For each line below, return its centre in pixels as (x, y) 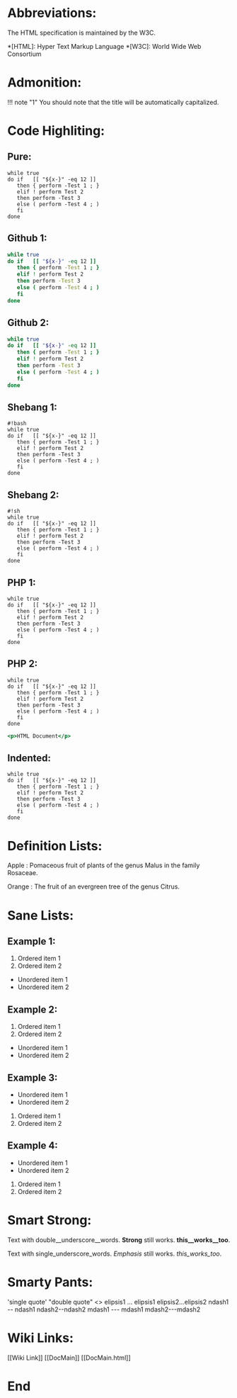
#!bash (17, 424)
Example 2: (33, 1009)
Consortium (24, 54)
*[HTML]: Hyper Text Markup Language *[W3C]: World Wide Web (104, 46)
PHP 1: (22, 582)
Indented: (29, 759)
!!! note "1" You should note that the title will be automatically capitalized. (113, 102)
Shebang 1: (33, 407)
